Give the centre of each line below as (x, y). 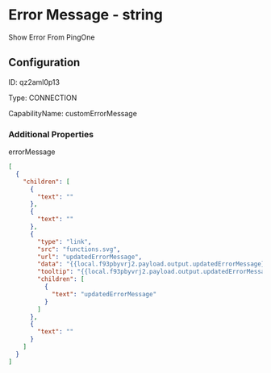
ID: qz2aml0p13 (34, 82)
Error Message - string (85, 15)
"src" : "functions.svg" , (79, 249)
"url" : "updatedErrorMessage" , (90, 257)
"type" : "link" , (65, 241)
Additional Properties (51, 134)
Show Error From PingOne (52, 37)
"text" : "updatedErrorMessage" (104, 294)
